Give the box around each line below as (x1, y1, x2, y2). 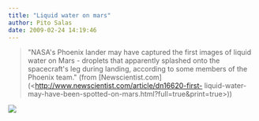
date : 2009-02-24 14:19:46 (8, 26, 97, 34)
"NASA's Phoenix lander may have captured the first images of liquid (27, 48, 251, 57)
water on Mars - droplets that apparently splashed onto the (27, 56, 220, 65)
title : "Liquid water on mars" (8, 11, 111, 20)
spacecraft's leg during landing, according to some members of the (27, 64, 248, 74)
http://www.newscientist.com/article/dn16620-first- (35, 81, 203, 90)
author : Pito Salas (8, 19, 73, 27)
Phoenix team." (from (27, 72, 97, 82)
